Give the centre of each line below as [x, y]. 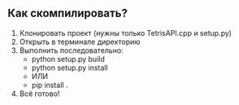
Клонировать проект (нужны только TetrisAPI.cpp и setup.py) [126, 33]
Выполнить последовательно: [71, 50]
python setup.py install [70, 68]
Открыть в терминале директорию [80, 42]
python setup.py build [68, 59]
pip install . [50, 85]
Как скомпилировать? [67, 13]
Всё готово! [39, 94]
